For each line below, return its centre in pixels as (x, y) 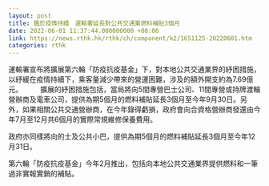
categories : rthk (37, 46)
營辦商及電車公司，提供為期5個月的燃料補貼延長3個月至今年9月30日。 (124, 99)
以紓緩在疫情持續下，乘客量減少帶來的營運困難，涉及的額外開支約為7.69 (127, 79)
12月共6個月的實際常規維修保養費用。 (95, 119)
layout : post (30, 16)
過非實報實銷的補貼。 (43, 174)
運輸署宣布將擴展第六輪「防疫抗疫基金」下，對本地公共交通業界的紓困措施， (134, 70)
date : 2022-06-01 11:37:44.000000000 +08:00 (84, 30)
